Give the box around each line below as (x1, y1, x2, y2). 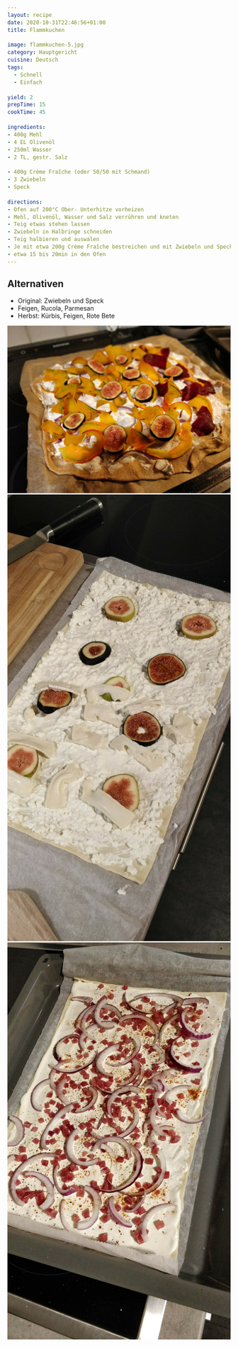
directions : (7, 199, 42, 206)
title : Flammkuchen (7, 26, 65, 33)
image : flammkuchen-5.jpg (7, 41, 84, 49)
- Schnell (13, 71, 42, 78)
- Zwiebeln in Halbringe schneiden (7, 228, 113, 235)
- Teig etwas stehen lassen (7, 220, 91, 228)
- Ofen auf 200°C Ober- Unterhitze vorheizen (7, 206, 144, 213)
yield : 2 (7, 94, 33, 101)
